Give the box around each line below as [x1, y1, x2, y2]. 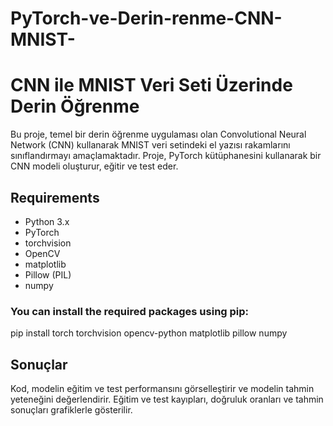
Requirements [10, 189, 100, 206]
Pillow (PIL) [24, 268, 72, 281]
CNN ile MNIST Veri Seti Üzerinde [10, 74, 293, 97]
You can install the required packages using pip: [10, 304, 250, 318]
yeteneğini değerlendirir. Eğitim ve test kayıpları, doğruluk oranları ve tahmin [10, 393, 324, 406]
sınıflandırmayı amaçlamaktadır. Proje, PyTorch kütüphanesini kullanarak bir [10, 150, 322, 162]
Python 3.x [24, 215, 70, 227]
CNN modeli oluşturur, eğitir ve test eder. [10, 160, 179, 172]
